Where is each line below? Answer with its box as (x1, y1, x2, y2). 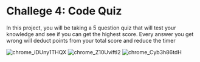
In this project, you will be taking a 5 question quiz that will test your (6, 24, 176, 31)
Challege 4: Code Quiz (6, 4, 122, 18)
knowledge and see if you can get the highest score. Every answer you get (6, 30, 194, 37)
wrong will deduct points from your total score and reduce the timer (6, 37, 176, 44)
